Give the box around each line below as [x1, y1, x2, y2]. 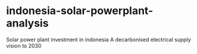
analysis [6, 16, 49, 30]
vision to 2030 [6, 42, 42, 49]
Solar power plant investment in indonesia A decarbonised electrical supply [6, 36, 192, 43]
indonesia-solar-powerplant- [6, 4, 154, 18]
